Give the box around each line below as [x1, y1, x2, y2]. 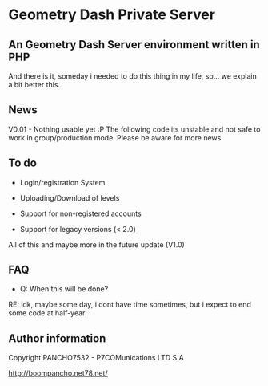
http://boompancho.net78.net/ [8, 368, 108, 378]
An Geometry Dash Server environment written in [8, 38, 260, 51]
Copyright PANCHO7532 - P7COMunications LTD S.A [8, 353, 184, 363]
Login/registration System [19, 177, 106, 187]
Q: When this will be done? [19, 284, 109, 294]
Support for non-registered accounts [19, 209, 142, 218]
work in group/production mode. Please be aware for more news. [8, 132, 224, 142]
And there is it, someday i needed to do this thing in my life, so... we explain [8, 71, 258, 81]
